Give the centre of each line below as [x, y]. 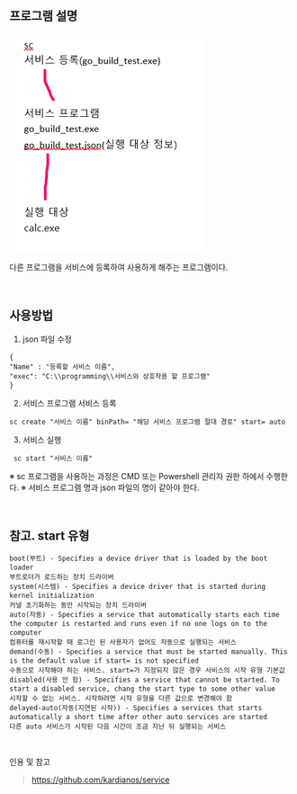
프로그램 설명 [44, 16]
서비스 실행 [42, 440]
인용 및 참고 [30, 762]
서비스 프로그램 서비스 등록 [69, 403]
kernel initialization [52, 596]
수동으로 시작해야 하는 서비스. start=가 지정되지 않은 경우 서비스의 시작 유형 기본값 [147, 671]
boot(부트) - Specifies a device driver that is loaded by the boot [139, 559]
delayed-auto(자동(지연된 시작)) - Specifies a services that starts [136, 709]
